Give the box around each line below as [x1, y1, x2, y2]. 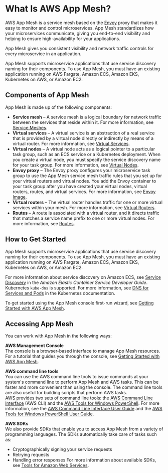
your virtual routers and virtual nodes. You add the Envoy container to [12, 178, 156, 184]
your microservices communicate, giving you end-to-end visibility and [5, 30, 150, 36]
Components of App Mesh [5, 91, 89, 99]
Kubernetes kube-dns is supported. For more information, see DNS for [5, 284, 149, 291]
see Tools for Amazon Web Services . [12, 462, 89, 468]
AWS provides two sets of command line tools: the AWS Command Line [5, 395, 153, 401]
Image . [12, 194, 27, 200]
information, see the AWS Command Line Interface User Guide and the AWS [5, 406, 162, 412]
